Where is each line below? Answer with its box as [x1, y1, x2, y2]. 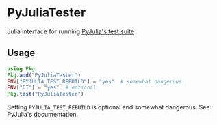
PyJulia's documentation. [7, 111, 79, 119]
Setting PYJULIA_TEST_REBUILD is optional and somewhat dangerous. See [7, 103, 210, 111]
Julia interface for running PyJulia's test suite [7, 27, 135, 36]
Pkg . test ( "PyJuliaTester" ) [7, 91, 84, 98]
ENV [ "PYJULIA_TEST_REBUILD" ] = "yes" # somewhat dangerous [7, 78, 183, 85]
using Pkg [7, 65, 36, 72]
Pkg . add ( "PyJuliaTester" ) [7, 72, 81, 79]
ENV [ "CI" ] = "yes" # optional [7, 84, 97, 92]
